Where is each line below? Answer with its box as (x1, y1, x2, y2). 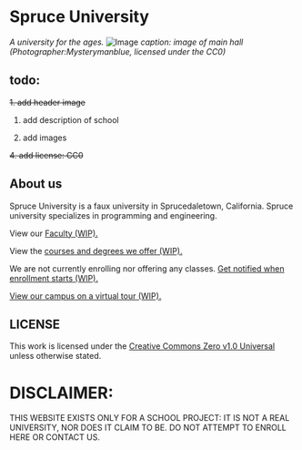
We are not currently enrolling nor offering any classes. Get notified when (9, 262, 285, 274)
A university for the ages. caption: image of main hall (9, 36, 244, 47)
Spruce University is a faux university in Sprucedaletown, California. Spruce (9, 200, 294, 211)
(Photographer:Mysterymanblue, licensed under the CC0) (9, 46, 226, 56)
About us (9, 176, 63, 192)
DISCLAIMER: (9, 383, 114, 403)
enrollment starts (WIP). (9, 272, 98, 283)
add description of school (22, 114, 120, 125)
